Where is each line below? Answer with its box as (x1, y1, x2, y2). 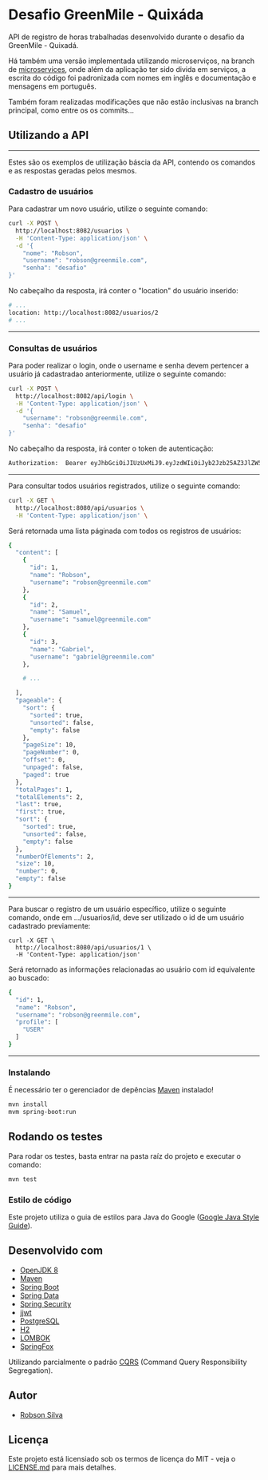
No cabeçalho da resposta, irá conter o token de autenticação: (8, 444, 214, 453)
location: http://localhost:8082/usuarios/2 (8, 308, 159, 316)
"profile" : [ (15, 1018, 59, 1026)
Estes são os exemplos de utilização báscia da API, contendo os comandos (8, 157, 256, 167)
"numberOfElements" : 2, (15, 853, 94, 861)
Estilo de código (8, 1194, 72, 1205)
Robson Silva (19, 1410, 64, 1419)
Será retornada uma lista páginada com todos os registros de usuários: (8, 526, 242, 535)
